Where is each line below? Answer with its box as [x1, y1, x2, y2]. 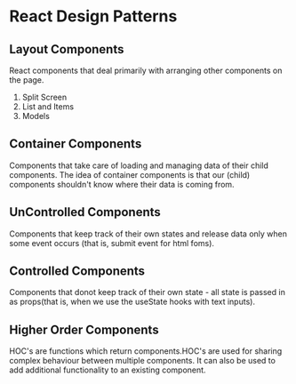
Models [21, 111, 51, 121]
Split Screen [21, 92, 68, 102]
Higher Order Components [9, 322, 159, 337]
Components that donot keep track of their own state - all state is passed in [9, 287, 286, 298]
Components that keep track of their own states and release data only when [9, 228, 287, 239]
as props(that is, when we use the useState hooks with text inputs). [9, 296, 256, 308]
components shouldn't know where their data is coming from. [9, 179, 235, 189]
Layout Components [9, 42, 124, 57]
